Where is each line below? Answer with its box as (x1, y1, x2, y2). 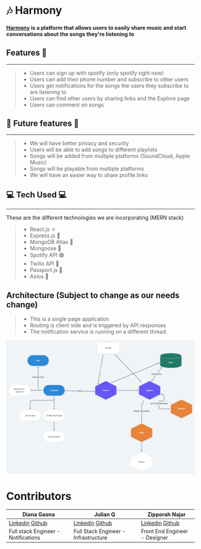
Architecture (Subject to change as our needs (6, 290, 179, 300)
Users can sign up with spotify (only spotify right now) (29, 69, 165, 77)
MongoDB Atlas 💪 (29, 239, 74, 246)
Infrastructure (74, 534, 108, 541)
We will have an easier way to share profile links (29, 172, 148, 179)
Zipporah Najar (147, 511, 186, 518)
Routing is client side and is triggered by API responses (29, 322, 166, 329)
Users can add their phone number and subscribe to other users (29, 75, 188, 83)
